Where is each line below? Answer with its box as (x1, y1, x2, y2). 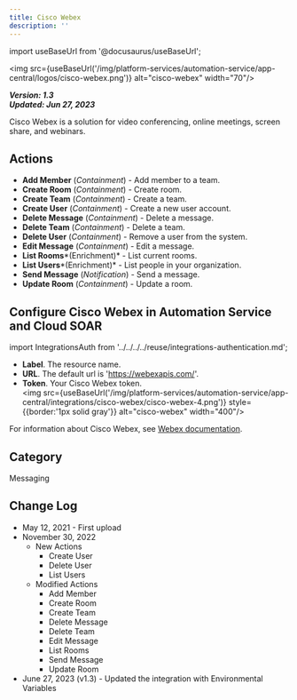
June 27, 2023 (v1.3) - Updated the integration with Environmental (21, 672, 263, 684)
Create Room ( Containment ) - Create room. (21, 184, 183, 195)
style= (228, 397, 252, 408)
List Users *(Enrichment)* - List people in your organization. (21, 259, 242, 271)
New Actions (35, 541, 82, 552)
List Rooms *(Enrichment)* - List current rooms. (21, 251, 198, 261)
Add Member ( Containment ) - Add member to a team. (21, 175, 221, 186)
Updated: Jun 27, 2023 (9, 99, 96, 109)
